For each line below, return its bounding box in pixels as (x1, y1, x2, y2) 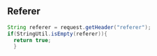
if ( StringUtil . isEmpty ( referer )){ (7, 30, 108, 37)
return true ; (13, 37, 52, 44)
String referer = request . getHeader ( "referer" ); (7, 24, 151, 30)
